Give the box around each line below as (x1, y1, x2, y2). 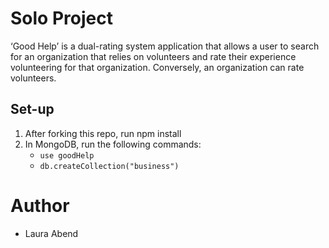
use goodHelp (39, 150, 95, 161)
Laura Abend (24, 227, 79, 239)
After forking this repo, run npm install (24, 127, 182, 139)
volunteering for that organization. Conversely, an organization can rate (10, 61, 305, 73)
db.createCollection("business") (39, 161, 180, 171)
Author (10, 194, 70, 217)
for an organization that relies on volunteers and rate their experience (10, 50, 297, 62)
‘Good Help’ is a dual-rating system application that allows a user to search (10, 40, 320, 52)
